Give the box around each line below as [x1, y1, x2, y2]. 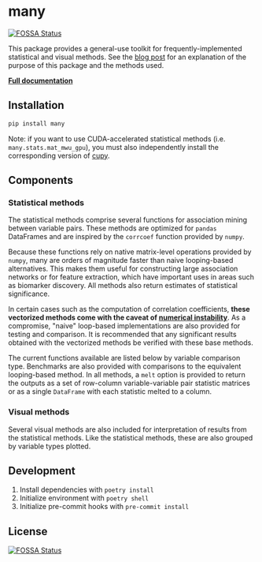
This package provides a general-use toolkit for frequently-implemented [8, 43, 242, 53]
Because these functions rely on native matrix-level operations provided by [8, 247, 252, 257]
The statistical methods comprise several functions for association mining [8, 215, 248, 225]
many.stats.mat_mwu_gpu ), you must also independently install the [8, 142, 219, 152]
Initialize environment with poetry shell [19, 493, 149, 503]
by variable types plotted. [8, 441, 91, 451]
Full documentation [8, 76, 73, 85]
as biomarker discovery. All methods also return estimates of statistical [8, 281, 238, 290]
